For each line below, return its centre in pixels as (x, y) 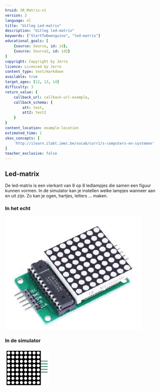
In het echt (18, 208)
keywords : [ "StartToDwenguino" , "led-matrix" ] (53, 36)
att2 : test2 (35, 113)
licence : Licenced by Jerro (33, 66)
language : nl (18, 20)
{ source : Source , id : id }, (41, 46)
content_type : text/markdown (34, 72)
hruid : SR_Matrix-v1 (26, 10)
